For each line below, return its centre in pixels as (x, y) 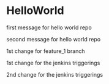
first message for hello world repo (49, 27)
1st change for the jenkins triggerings (53, 63)
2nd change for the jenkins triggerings (55, 74)
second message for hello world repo (54, 39)
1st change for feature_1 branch (46, 51)
